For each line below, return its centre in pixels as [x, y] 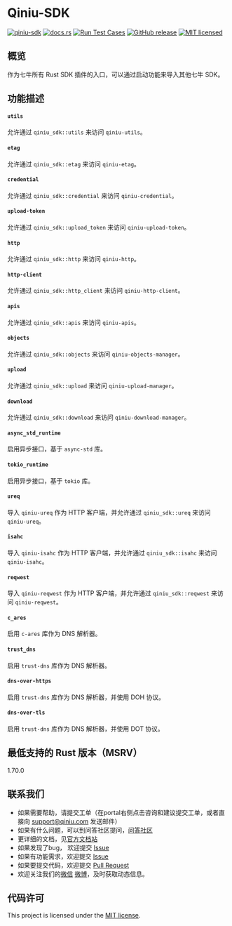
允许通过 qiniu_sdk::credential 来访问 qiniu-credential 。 [93, 195]
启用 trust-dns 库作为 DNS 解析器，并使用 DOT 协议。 [86, 729]
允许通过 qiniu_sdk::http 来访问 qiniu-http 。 [74, 259]
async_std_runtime [34, 433]
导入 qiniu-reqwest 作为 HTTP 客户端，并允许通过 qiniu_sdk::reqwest [109, 593]
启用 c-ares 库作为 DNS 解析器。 [54, 634]
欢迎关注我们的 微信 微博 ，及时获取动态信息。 [83, 874]
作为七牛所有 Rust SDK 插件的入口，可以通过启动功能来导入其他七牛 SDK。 [116, 74]
